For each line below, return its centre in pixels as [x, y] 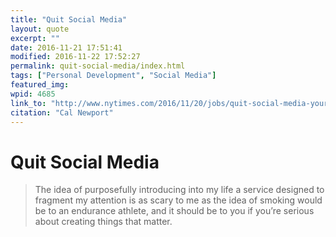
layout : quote [40, 29]
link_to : [28, 103]
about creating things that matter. [103, 222]
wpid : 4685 [33, 94]
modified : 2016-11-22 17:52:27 [75, 57]
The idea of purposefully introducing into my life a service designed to [179, 190]
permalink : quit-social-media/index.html [98, 66]
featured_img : [40, 85]
